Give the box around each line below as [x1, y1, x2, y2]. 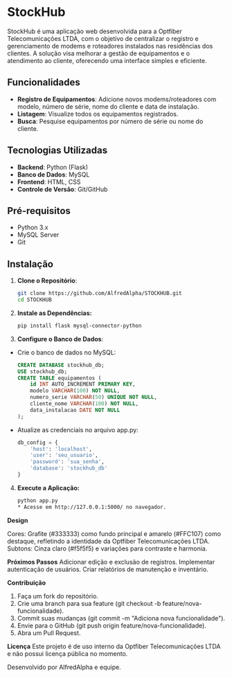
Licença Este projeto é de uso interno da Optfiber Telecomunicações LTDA [7, 642, 221, 650]
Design [7, 516, 28, 524]
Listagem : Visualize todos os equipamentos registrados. [17, 109, 179, 118]
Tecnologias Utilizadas [7, 145, 108, 157]
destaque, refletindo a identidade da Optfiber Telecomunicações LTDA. [7, 537, 210, 545]
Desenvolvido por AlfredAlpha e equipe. [7, 663, 121, 671]
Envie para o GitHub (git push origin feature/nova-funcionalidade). [17, 621, 206, 630]
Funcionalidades [7, 77, 81, 89]
